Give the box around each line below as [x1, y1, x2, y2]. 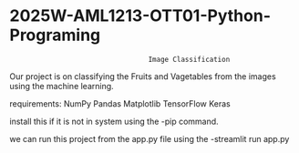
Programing [9, 25, 101, 46]
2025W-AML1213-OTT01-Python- [9, 5, 272, 26]
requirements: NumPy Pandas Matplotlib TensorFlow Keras [9, 97, 231, 109]
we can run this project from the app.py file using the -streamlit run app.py [9, 133, 290, 144]
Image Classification [148, 55, 231, 64]
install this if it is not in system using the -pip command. [9, 116, 219, 127]
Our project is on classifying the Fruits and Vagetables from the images [9, 70, 276, 82]
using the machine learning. [9, 80, 114, 91]
